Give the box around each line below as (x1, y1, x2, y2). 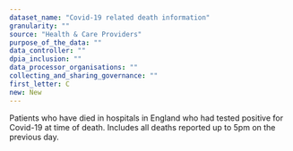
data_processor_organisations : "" (9, 63, 139, 72)
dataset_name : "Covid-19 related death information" (9, 13, 211, 22)
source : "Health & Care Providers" (9, 29, 142, 38)
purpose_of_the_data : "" (9, 38, 102, 47)
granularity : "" (9, 21, 70, 30)
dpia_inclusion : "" (9, 55, 82, 63)
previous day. (9, 131, 60, 142)
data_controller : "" (9, 46, 87, 55)
